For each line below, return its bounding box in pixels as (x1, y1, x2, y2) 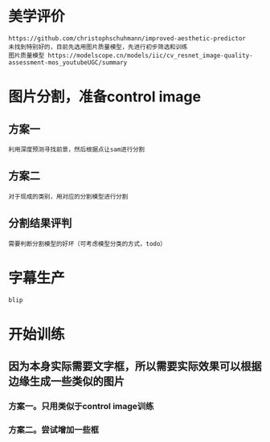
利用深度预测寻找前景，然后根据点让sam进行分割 (8, 145, 145, 153)
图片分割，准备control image (8, 88, 202, 106)
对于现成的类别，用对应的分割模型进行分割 (8, 192, 129, 201)
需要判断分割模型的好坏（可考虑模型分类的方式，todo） (8, 239, 167, 248)
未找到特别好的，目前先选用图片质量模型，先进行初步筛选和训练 (8, 43, 188, 51)
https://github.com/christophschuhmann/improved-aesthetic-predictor (8, 34, 247, 43)
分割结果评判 (8, 216, 72, 230)
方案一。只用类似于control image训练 (8, 401, 154, 411)
